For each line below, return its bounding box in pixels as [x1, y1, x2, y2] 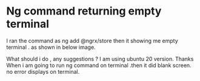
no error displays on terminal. [6, 68, 80, 75]
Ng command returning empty [6, 4, 162, 18]
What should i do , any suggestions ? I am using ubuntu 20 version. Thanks [6, 55, 194, 62]
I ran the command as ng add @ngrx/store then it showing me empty [6, 37, 179, 44]
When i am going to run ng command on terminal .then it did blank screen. [6, 62, 192, 69]
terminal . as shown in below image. [6, 44, 96, 51]
